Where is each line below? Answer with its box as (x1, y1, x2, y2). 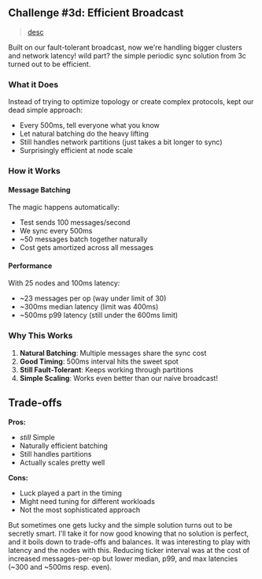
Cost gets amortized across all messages (19, 243, 153, 252)
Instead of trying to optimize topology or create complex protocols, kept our (8, 97, 254, 106)
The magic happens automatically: (8, 203, 120, 212)
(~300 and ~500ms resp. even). (8, 562, 113, 571)
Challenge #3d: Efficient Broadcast (8, 6, 184, 20)
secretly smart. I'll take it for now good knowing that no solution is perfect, (8, 529, 249, 538)
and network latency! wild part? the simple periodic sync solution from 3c (8, 50, 246, 60)
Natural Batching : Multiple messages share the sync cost (19, 348, 207, 357)
